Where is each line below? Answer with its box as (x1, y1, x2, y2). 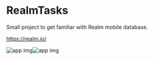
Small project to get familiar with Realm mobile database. (6, 23, 149, 31)
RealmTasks (6, 4, 69, 17)
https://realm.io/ (6, 35, 47, 42)
